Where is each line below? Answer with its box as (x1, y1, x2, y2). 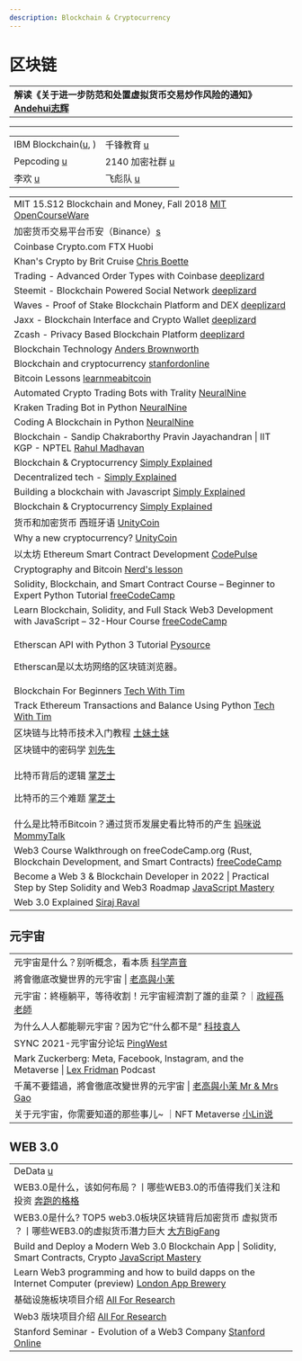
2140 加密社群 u (104, 155, 175, 167)
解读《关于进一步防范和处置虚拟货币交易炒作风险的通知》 (13, 88, 258, 101)
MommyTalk (13, 829, 66, 842)
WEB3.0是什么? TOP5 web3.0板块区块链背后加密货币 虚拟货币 (13, 1212, 279, 1224)
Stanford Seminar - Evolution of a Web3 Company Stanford (13, 1326, 265, 1339)
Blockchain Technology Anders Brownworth (13, 343, 200, 355)
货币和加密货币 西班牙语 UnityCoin (13, 516, 160, 529)
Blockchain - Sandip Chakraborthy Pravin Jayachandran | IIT (13, 430, 271, 443)
